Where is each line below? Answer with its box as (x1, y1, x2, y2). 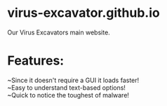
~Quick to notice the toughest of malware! (7, 91, 130, 99)
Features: (7, 53, 65, 69)
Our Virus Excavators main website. (7, 28, 110, 37)
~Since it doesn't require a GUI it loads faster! (7, 76, 140, 84)
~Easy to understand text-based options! (7, 83, 126, 92)
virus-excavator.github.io (7, 5, 160, 21)
